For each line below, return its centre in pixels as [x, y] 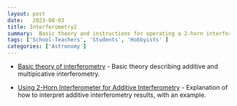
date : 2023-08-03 [36, 20]
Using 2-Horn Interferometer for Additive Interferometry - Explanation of [122, 87]
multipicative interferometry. [59, 74]
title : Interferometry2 [42, 27]
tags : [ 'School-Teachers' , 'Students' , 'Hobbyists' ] [88, 40]
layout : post [26, 14]
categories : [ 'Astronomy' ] [47, 46]
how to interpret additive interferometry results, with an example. [112, 95]
